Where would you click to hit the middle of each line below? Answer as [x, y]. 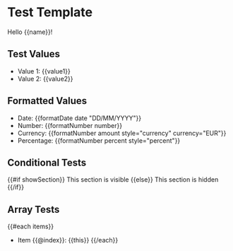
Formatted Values [47, 101]
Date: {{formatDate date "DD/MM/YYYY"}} [79, 118]
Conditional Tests [47, 162]
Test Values [34, 54]
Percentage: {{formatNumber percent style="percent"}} [99, 140]
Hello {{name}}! [30, 32]
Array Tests [34, 209]
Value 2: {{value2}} [45, 78]
